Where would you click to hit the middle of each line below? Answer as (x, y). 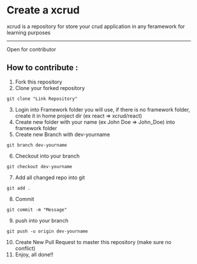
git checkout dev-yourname (39, 166)
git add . (19, 188)
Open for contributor (32, 49)
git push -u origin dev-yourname (47, 231)
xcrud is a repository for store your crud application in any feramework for (96, 26)
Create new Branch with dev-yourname (63, 134)
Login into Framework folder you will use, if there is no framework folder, (103, 109)
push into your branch (42, 220)
